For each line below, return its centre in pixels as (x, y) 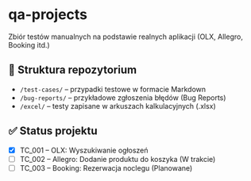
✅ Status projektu (53, 131)
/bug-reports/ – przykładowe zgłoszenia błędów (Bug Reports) (123, 98)
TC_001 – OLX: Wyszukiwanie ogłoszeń (84, 150)
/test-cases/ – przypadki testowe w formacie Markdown (113, 89)
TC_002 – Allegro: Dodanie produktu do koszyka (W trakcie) (118, 159)
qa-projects (48, 15)
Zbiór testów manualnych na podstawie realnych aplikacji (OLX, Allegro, (126, 37)
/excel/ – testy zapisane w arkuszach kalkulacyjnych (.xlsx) (118, 106)
